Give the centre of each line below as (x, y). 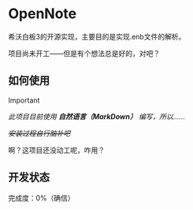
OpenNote (43, 14)
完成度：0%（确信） (41, 197)
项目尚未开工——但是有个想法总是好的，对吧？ (84, 53)
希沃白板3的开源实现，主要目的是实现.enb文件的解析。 (97, 36)
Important (24, 100)
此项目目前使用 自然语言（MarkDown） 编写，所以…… (97, 116)
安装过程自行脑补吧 (39, 133)
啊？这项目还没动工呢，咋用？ (56, 150)
